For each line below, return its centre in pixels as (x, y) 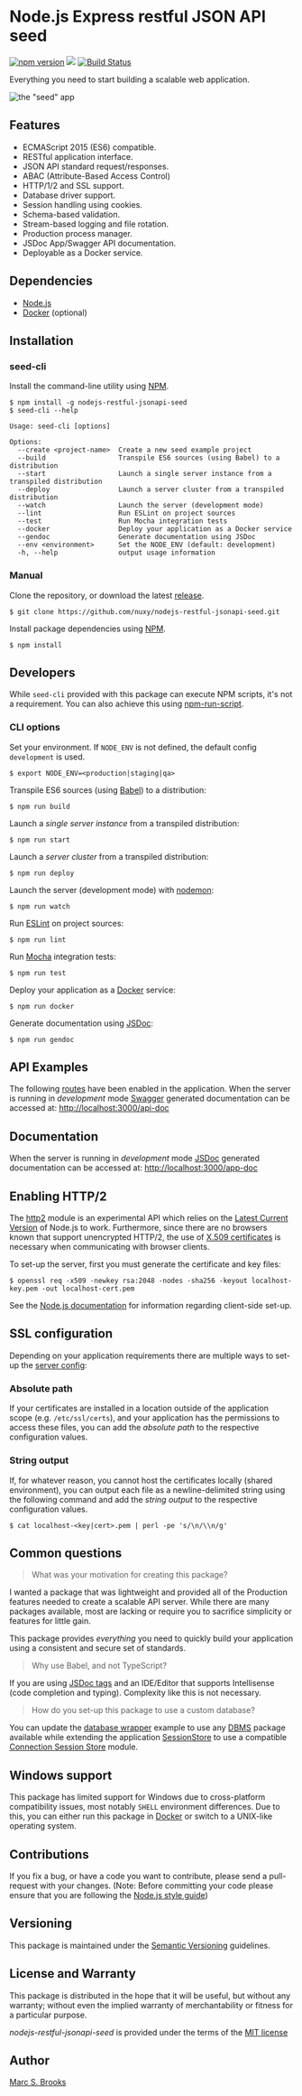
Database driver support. (69, 195)
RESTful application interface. (78, 156)
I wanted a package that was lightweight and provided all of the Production (149, 1592)
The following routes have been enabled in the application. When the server (150, 1089)
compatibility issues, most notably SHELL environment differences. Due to (145, 1807)
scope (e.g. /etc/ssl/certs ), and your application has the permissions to (145, 1418)
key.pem (24, 1289)
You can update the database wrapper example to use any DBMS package (147, 1728)
